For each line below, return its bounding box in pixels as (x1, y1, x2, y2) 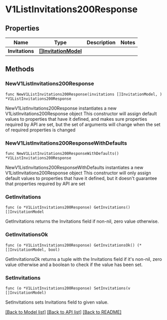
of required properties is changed (5, 126, 76, 133)
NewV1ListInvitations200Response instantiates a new (5, 105, 117, 111)
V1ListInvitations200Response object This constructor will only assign (5, 170, 151, 176)
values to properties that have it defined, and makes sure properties (5, 116, 147, 122)
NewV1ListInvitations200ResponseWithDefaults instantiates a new (5, 164, 144, 170)
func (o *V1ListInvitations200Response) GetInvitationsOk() (5, 243, 136, 248)
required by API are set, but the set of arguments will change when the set (5, 121, 161, 127)
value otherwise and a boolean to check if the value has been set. (5, 261, 143, 268)
